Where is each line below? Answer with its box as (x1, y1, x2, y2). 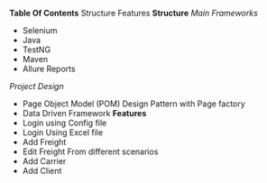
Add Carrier (22, 156, 67, 166)
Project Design (9, 81, 65, 91)
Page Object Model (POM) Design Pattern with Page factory (22, 98, 245, 109)
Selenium (22, 25, 58, 35)
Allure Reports (22, 63, 76, 74)
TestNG (22, 44, 51, 55)
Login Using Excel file (22, 127, 104, 138)
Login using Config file (22, 117, 107, 128)
